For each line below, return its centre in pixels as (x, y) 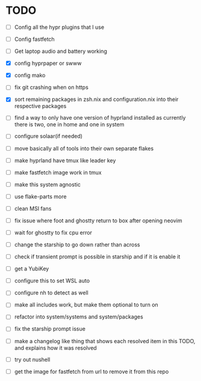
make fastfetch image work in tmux (58, 172)
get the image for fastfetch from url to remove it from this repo (91, 371)
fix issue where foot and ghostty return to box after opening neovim (98, 221)
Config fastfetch (34, 39)
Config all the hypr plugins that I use (59, 27)
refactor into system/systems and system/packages (79, 317)
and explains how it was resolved (55, 348)
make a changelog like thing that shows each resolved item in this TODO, (105, 341)
